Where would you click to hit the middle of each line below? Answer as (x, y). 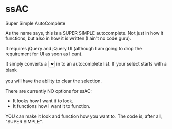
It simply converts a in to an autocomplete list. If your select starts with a (86, 63)
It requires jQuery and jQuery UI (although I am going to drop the (74, 48)
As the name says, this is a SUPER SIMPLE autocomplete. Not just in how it (84, 33)
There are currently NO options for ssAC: (49, 91)
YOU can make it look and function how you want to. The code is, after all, (84, 116)
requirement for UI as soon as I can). (44, 54)
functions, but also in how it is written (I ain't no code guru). (69, 38)
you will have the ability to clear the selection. (53, 81)
